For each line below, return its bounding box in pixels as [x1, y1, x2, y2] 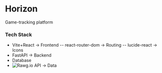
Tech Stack [5, 31, 32, 38]
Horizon [5, 3, 38, 14]
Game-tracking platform [5, 19, 53, 25]
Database [12, 58, 32, 63]
